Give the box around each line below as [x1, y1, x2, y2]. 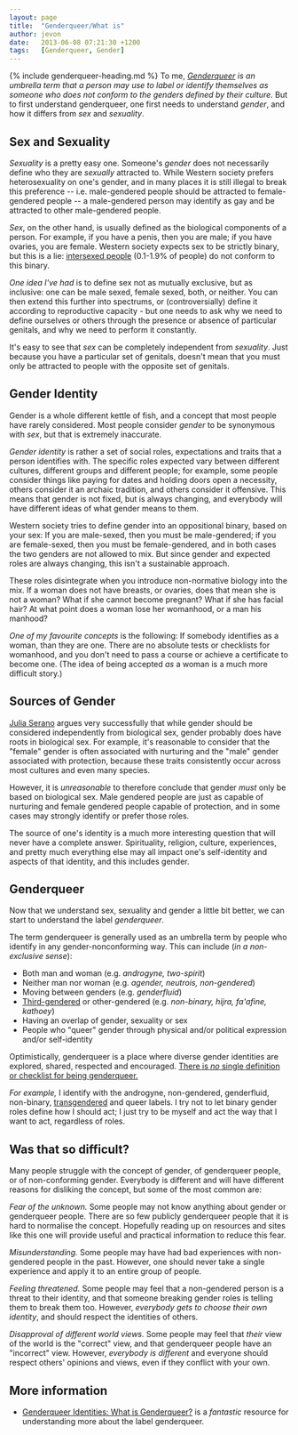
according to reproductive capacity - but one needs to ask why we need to [9, 305, 283, 316]
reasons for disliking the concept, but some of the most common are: [9, 1184, 263, 1195]
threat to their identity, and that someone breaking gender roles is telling [9, 1293, 273, 1303]
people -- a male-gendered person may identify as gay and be [46, 195, 275, 206]
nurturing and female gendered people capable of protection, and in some [9, 801, 281, 811]
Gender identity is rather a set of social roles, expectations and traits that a [9, 446, 282, 456]
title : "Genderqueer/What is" [9, 21, 125, 30]
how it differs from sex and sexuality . [9, 109, 145, 119]
